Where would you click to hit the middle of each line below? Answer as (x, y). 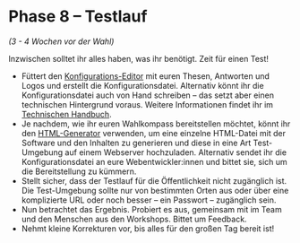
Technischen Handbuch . (67, 114)
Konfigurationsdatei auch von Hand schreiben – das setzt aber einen (148, 95)
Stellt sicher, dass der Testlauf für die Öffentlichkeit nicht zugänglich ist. (154, 180)
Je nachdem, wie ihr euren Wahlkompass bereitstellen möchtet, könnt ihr (156, 124)
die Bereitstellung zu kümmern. (79, 171)
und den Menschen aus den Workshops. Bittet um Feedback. (134, 219)
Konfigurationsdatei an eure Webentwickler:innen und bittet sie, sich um (154, 161)
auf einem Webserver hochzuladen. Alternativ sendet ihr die (176, 152)
